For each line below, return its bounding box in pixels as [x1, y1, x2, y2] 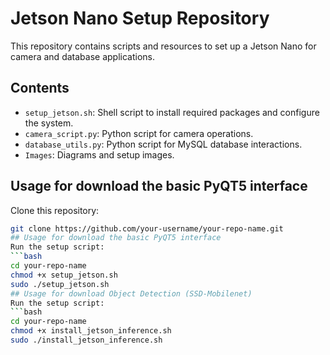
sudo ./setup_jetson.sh [10, 279, 110, 289]
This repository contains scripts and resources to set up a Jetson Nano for [10, 40, 317, 52]
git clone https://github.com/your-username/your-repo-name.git [10, 223, 284, 234]
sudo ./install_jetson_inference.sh [10, 335, 163, 346]
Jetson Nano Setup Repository [10, 7, 270, 30]
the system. [24, 117, 74, 129]
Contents [10, 80, 70, 97]
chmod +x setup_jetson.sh [10, 270, 118, 280]
